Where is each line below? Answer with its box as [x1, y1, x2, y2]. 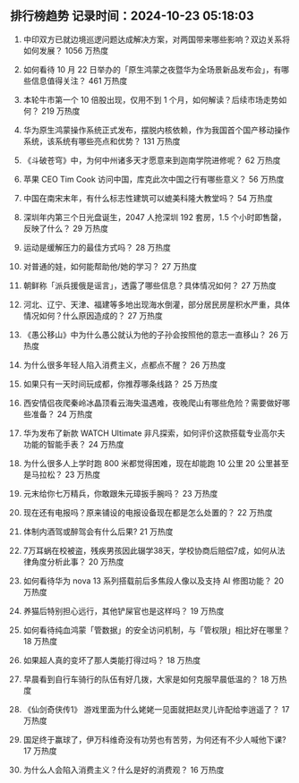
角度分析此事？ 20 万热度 [30, 556, 124, 566]
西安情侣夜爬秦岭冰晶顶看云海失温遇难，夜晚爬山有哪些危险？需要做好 [22, 397, 283, 408]
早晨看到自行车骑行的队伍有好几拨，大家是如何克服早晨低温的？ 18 [22, 674, 269, 685]
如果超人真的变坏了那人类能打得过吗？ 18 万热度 [22, 654, 201, 665]
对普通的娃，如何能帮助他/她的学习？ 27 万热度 [22, 260, 198, 271]
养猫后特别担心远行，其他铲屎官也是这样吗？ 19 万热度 [22, 605, 225, 616]
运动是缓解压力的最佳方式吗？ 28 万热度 [22, 242, 171, 252]
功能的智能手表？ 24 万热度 [22, 438, 124, 449]
